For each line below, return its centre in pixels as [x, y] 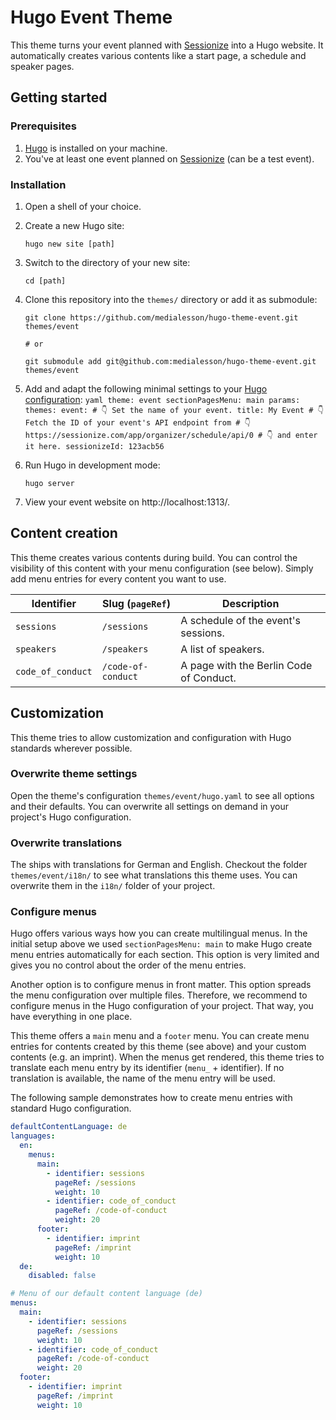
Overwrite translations [66, 843]
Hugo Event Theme [91, 17]
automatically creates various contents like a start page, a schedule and [158, 55]
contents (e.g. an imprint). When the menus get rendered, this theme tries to [167, 1057]
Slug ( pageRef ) [137, 603]
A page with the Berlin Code [246, 665]
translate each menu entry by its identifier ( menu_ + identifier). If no [147, 1068]
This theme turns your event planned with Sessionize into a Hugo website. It [167, 45]
